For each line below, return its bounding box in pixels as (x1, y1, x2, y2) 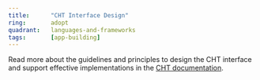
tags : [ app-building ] (8, 33, 101, 42)
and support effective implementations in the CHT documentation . (8, 64, 224, 73)
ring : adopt (8, 19, 69, 27)
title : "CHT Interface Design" (8, 11, 129, 20)
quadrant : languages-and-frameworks (8, 26, 136, 34)
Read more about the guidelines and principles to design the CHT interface (8, 55, 252, 64)
